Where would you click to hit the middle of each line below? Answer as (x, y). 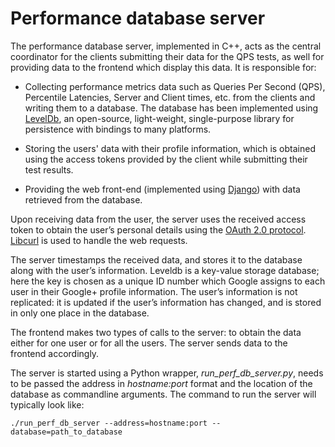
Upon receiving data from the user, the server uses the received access (158, 219)
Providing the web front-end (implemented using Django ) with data (162, 189)
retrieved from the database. (83, 199)
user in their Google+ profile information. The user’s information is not (154, 291)
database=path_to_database (66, 432)
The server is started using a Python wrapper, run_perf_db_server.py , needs (167, 373)
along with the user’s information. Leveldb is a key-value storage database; (165, 270)
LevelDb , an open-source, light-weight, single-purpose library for (159, 118)
